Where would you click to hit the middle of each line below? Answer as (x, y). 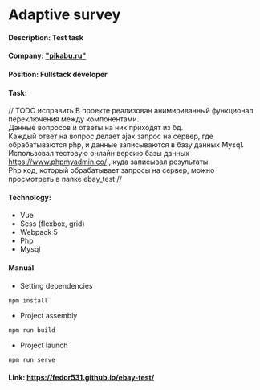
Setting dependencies (56, 285)
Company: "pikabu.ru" (47, 56)
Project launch (44, 345)
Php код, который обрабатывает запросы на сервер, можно (112, 170)
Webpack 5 (39, 232)
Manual (21, 268)
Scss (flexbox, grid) (52, 224)
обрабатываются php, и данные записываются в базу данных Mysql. (126, 145)
